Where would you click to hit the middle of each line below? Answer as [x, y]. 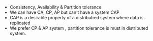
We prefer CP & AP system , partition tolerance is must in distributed [79, 28]
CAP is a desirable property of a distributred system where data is [76, 18]
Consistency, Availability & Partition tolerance [56, 7]
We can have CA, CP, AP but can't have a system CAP [64, 12]
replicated [20, 23]
